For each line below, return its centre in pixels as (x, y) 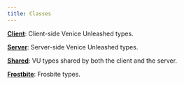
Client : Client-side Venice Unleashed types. (71, 33)
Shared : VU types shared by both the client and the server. (92, 61)
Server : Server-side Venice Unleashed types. (73, 47)
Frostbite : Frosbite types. (44, 74)
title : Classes (29, 14)
